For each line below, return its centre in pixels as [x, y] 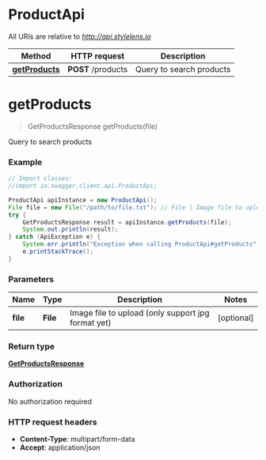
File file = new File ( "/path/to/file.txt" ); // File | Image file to [125, 207]
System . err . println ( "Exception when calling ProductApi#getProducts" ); [143, 244]
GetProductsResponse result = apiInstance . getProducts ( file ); [127, 222]
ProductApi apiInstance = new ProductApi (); [83, 200]
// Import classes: [40, 179]
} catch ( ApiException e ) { [55, 237]
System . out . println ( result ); [70, 230]
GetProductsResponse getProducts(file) [93, 126]
